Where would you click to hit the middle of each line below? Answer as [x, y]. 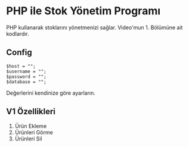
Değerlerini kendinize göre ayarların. [51, 93]
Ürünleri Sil [29, 139]
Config [19, 53]
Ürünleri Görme [34, 132]
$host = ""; [21, 66]
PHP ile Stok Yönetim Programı [83, 11]
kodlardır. [18, 33]
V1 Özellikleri [31, 112]
